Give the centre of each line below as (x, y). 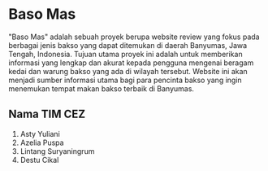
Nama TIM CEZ (47, 114)
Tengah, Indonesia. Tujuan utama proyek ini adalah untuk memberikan (125, 54)
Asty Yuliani (40, 134)
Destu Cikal (39, 160)
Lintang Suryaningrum (57, 151)
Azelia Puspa (42, 142)
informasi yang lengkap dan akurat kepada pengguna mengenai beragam (131, 63)
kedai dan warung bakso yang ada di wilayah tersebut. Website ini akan (128, 71)
